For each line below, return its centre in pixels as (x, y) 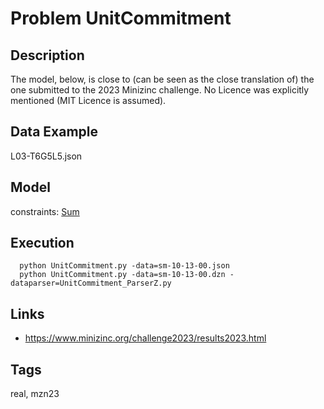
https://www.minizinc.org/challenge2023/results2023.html (145, 338)
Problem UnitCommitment (121, 18)
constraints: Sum (45, 211)
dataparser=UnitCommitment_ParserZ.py (91, 283)
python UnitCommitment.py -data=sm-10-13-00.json (124, 266)
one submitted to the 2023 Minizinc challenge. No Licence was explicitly (160, 90)
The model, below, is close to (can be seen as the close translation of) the (162, 79)
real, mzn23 (35, 394)
